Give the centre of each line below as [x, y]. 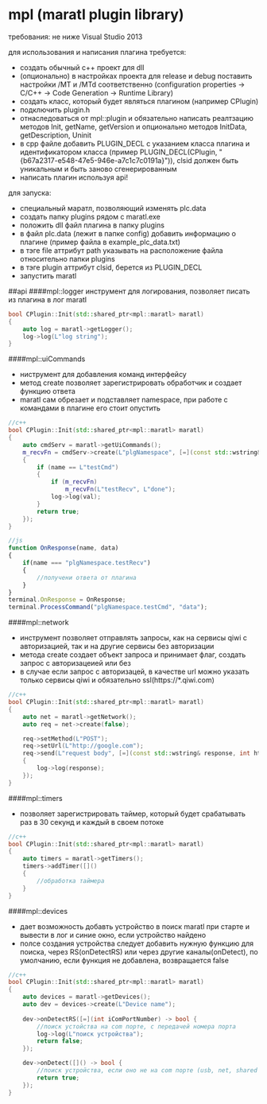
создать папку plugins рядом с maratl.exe [90, 216]
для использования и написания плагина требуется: [97, 52]
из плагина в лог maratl [48, 299]
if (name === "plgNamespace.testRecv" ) [87, 563]
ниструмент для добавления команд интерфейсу [103, 375]
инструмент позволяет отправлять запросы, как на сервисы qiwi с [133, 638]
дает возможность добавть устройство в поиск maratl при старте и [135, 926]
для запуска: [30, 192]
